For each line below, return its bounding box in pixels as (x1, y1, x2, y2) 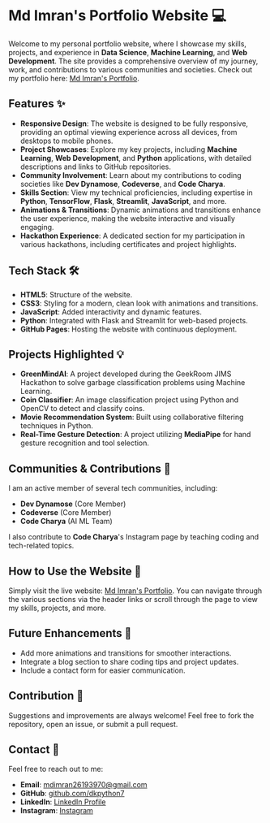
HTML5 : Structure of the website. (19, 289, 133, 299)
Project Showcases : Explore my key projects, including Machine (19, 144, 238, 154)
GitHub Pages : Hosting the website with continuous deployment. (19, 324, 238, 334)
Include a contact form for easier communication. (19, 665, 186, 675)
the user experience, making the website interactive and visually (19, 213, 235, 223)
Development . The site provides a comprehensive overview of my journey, (8, 56, 259, 66)
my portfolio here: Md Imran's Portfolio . (8, 73, 139, 83)
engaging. (19, 222, 54, 232)
